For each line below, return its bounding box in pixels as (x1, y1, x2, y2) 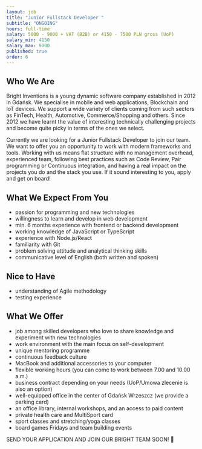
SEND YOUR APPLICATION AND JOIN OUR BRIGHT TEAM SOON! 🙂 (6, 436, 174, 443)
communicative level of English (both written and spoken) (15, 254, 159, 261)
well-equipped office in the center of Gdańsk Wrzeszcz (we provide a (15, 391, 189, 399)
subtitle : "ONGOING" (6, 20, 59, 26)
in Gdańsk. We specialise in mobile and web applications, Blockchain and (6, 99, 189, 106)
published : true (6, 48, 47, 55)
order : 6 (6, 54, 28, 60)
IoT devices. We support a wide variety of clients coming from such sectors (6, 105, 195, 113)
